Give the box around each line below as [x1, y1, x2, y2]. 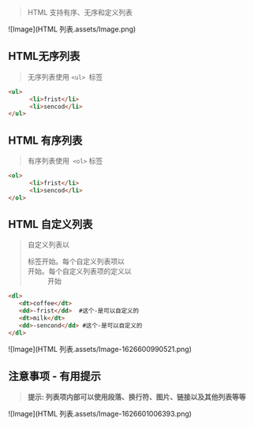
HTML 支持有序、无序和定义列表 [27, 8, 133, 17]
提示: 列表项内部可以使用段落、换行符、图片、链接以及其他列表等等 [27, 392, 246, 402]
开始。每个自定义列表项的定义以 [27, 267, 132, 276]
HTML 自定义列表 [8, 218, 93, 231]
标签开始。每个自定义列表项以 [27, 256, 125, 267]
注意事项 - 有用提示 [8, 370, 101, 383]
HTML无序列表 [8, 50, 80, 63]
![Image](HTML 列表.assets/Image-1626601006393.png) [8, 409, 192, 418]
